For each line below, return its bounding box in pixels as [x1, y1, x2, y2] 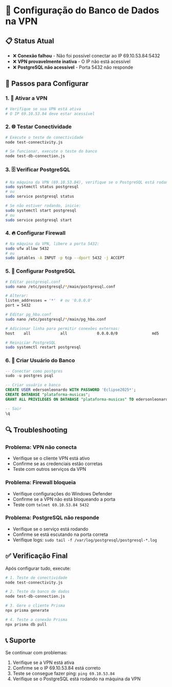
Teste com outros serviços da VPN [12, 466, 86, 472]
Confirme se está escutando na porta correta [12, 531, 109, 537]
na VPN [5, 15, 38, 27]
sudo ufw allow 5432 [5, 246, 50, 251]
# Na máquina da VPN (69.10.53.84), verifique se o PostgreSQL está [5, 179, 155, 185]
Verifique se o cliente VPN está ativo [12, 455, 90, 462]
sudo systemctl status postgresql [5, 184, 79, 190]
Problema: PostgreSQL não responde [5, 514, 99, 522]
